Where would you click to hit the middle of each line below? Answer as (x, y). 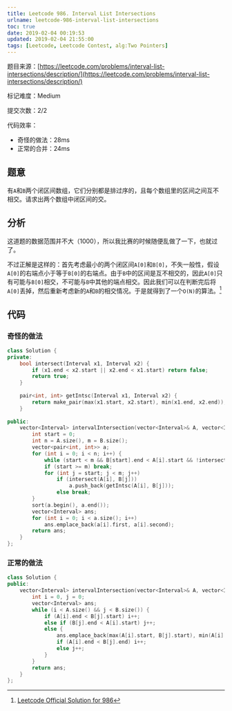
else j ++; (70, 649)
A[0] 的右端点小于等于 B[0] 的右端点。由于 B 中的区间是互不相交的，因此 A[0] (112, 273)
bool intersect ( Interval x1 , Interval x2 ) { (85, 363)
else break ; (74, 492)
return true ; (51, 377)
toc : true (21, 26)
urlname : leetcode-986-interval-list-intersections (83, 20)
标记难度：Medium (34, 96)
